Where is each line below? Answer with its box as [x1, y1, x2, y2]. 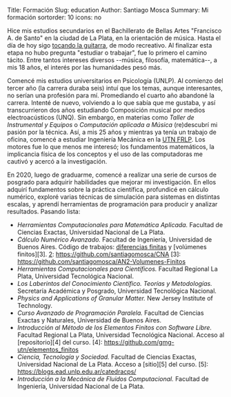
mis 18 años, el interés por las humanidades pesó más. [7, 64, 163, 71]
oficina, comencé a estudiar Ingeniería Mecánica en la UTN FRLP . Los [7, 135, 205, 144]
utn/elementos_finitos [17, 345, 79, 354]
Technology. [17, 302, 53, 309]
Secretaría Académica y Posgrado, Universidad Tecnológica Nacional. [17, 287, 217, 295]
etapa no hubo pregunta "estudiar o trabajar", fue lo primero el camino [7, 48, 208, 57]
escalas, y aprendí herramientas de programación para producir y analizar [7, 200, 218, 208]
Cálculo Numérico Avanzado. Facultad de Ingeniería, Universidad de [17, 235, 212, 244]
